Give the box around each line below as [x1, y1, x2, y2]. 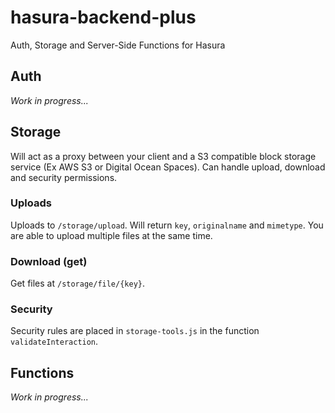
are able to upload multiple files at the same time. [10, 229, 213, 241]
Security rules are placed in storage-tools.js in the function [10, 325, 260, 337]
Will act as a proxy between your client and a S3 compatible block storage [10, 150, 317, 162]
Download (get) [10, 254, 88, 268]
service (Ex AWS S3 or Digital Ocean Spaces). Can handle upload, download [10, 161, 326, 173]
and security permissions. [10, 171, 118, 183]
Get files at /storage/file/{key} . [10, 277, 146, 290]
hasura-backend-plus [10, 6, 197, 29]
